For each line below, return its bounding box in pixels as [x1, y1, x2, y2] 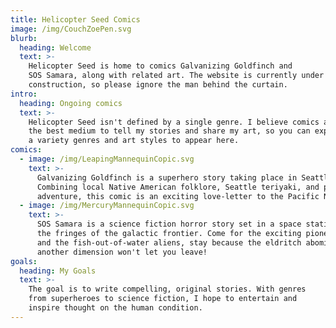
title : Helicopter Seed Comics [10, 14, 141, 25]
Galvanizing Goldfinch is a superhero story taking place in [36, 172, 298, 183]
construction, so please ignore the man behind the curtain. [28, 80, 288, 90]
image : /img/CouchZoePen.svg [10, 24, 132, 34]
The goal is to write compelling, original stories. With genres [28, 284, 307, 295]
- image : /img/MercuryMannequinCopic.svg [19, 201, 195, 211]
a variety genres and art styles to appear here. [28, 136, 240, 146]
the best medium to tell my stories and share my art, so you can [28, 126, 311, 136]
